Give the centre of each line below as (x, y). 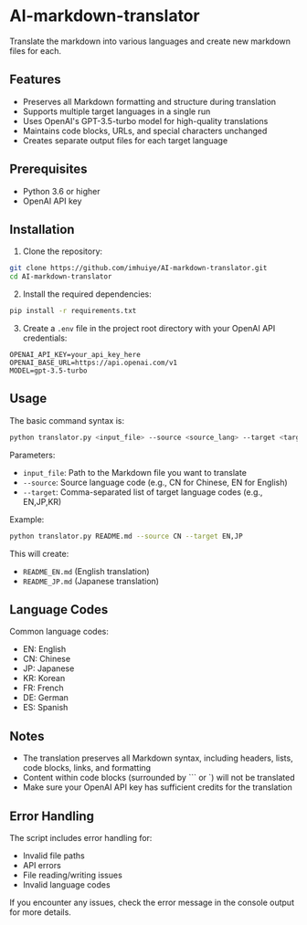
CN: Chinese (47, 659)
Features (35, 80)
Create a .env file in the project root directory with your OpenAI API (149, 328)
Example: (27, 519)
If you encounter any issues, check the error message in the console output (152, 902)
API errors (42, 865)
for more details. (40, 912)
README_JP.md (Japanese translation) (91, 581)
